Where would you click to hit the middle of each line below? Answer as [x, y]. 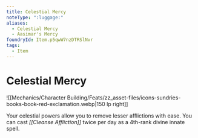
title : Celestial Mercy [36, 12]
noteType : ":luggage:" [35, 17]
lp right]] [117, 104]
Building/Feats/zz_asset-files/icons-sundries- [124, 98]
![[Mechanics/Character [36, 98]
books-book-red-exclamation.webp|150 [56, 104]
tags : [13, 46]
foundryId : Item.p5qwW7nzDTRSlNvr [50, 40]
